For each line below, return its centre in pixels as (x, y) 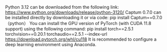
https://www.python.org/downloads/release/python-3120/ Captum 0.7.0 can (83, 12)
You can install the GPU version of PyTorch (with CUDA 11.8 (90, 23)
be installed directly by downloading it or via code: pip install (67, 17)
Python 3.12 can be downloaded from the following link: (62, 7)
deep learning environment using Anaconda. (51, 44)
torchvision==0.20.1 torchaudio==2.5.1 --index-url (56, 34)
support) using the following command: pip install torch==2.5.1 (69, 29)
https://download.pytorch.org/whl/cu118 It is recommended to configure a (81, 39)
